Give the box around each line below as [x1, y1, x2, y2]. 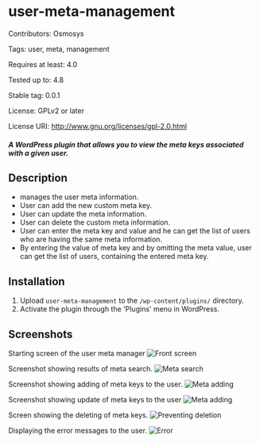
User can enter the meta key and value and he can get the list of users [19, 226, 250, 236]
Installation [8, 274, 65, 288]
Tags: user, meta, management [8, 44, 110, 53]
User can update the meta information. [19, 210, 147, 219]
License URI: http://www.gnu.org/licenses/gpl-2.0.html [8, 121, 188, 131]
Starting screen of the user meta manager [8, 348, 146, 358]
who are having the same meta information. [19, 234, 163, 245]
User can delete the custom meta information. [19, 218, 171, 227]
